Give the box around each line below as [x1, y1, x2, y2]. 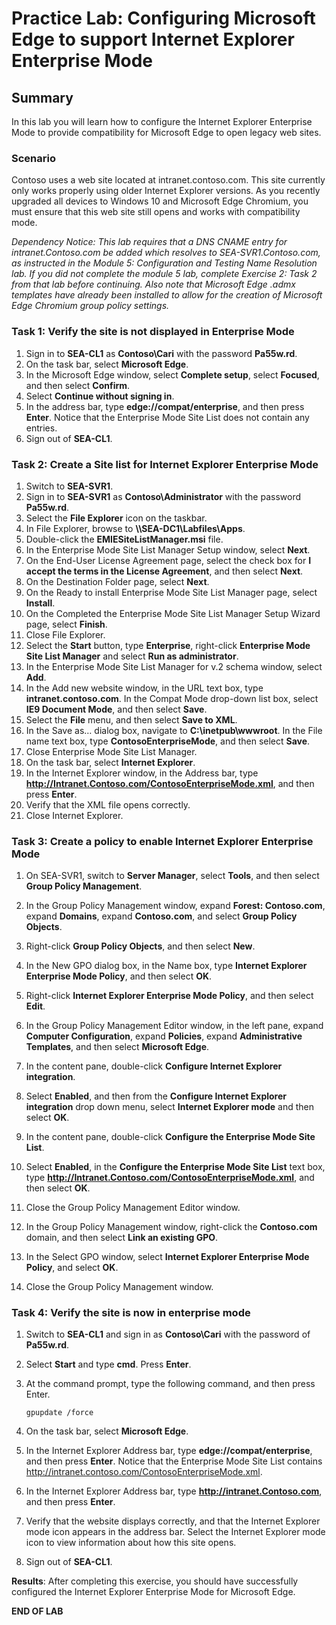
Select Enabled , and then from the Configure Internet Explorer [25, 1090, 288, 1102]
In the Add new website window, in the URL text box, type [25, 682, 264, 694]
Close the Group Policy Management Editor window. [25, 1202, 241, 1214]
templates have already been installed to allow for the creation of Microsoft [11, 289, 323, 301]
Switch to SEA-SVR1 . [25, 480, 114, 492]
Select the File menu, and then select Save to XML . [25, 713, 238, 726]
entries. [25, 422, 58, 434]
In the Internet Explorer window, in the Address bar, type [25, 767, 259, 779]
